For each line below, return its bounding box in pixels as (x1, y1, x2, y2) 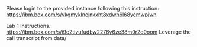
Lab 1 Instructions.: (6, 23, 52, 29)
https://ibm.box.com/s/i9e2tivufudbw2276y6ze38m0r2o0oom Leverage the (6, 28, 191, 35)
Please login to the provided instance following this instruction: (6, 5, 160, 12)
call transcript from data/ (6, 35, 67, 41)
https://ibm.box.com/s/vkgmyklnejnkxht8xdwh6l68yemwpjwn (6, 11, 157, 18)
